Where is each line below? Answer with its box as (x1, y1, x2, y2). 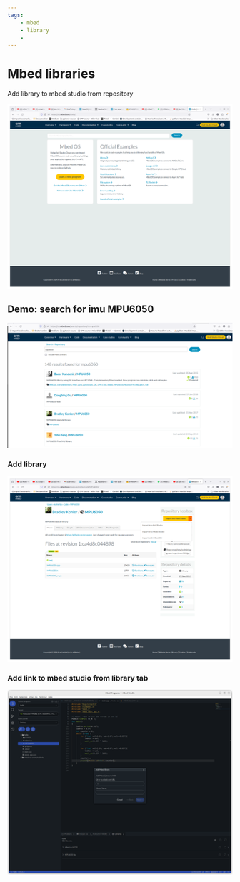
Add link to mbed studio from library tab (7, 673, 149, 683)
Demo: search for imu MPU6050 (7, 304, 154, 316)
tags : (7, 11, 24, 19)
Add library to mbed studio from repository (7, 89, 134, 98)
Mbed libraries (7, 66, 96, 82)
